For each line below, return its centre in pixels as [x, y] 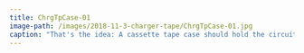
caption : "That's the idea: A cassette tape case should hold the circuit [153, 34]
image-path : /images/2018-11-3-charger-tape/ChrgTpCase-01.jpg [131, 26]
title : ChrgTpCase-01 [50, 18]
